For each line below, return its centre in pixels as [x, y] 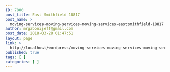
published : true [22, 52]
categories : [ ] [22, 62]
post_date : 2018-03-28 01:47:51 [39, 33]
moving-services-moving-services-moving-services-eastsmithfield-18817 [87, 24]
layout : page [19, 39]
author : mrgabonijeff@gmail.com [39, 29]
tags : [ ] [16, 57]
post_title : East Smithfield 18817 [43, 15]
